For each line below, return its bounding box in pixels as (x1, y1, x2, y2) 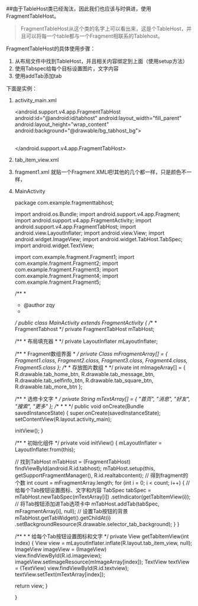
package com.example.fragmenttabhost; (14, 199, 114, 206)
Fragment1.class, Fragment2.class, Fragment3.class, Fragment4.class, (14, 357, 188, 364)
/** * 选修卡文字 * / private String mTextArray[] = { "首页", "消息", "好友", (14, 396, 190, 402)
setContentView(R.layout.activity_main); (14, 416, 112, 423)
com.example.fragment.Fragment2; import (14, 260, 118, 267)
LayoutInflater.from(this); (14, 446, 76, 453)
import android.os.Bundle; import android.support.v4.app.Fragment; (14, 210, 181, 218)
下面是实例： (6, 85, 37, 92)
